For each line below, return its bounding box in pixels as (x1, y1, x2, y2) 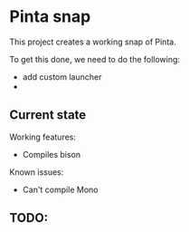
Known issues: (9, 166, 64, 178)
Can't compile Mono (22, 184, 99, 195)
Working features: (9, 131, 77, 142)
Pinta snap (9, 6, 91, 27)
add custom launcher (22, 71, 102, 82)
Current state (9, 107, 87, 123)
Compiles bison (22, 149, 81, 159)
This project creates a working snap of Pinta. (9, 36, 176, 47)
